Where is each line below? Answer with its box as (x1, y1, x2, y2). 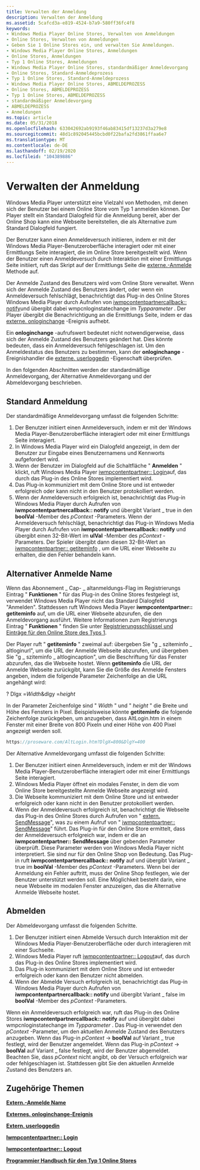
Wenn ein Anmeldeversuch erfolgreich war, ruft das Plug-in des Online (6, 1008, 180, 1016)
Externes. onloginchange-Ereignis (6, 1111, 94, 1118)
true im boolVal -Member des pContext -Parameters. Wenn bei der (14, 863, 180, 870)
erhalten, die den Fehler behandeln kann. (14, 551, 116, 559)
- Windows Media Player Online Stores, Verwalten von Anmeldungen (6, 31, 175, 37)
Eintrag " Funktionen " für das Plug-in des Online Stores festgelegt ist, (6, 590, 180, 598)
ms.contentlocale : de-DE (6, 142, 68, 148)
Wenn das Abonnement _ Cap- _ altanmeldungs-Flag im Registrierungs (6, 584, 181, 592)
